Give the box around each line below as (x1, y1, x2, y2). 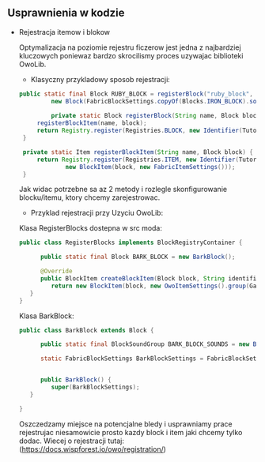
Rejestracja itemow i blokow (18, 27, 111, 36)
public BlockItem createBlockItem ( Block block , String (40, 275, 225, 283)
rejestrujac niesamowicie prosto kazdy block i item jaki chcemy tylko (18, 427, 243, 437)
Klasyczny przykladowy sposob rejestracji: (30, 74, 171, 84)
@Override (40, 268, 73, 276)
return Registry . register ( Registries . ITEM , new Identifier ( (36, 156, 239, 163)
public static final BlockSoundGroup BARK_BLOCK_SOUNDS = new (40, 340, 250, 348)
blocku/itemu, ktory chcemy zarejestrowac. (18, 193, 161, 202)
